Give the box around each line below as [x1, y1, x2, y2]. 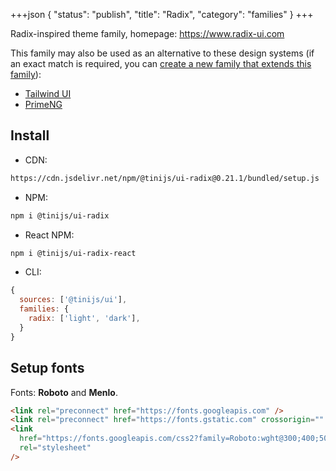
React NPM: [24, 229, 75, 241]
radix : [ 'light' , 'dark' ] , [28, 314, 141, 324]
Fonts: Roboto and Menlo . [10, 386, 118, 398]
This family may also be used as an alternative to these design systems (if [10, 47, 315, 59]
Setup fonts [10, 360, 85, 377]
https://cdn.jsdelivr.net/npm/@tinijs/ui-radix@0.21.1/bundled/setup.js [10, 173, 320, 183]
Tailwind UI [24, 88, 72, 99]
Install [10, 127, 50, 144]
